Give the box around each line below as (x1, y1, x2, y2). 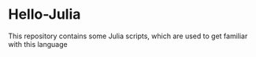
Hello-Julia (8, 5, 81, 23)
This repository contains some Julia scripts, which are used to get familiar (8, 31, 248, 41)
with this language (8, 39, 69, 48)
